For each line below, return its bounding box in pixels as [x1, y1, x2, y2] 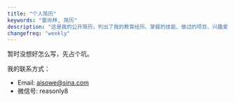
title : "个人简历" [7, 10, 57, 17]
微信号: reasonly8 [17, 87, 69, 95]
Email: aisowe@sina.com [17, 78, 90, 87]
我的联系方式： [7, 64, 50, 73]
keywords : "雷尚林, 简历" [7, 17, 78, 24]
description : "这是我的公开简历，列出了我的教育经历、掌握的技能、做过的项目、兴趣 [7, 23, 223, 30]
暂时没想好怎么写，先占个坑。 [7, 50, 93, 58]
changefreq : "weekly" [7, 29, 71, 37]
